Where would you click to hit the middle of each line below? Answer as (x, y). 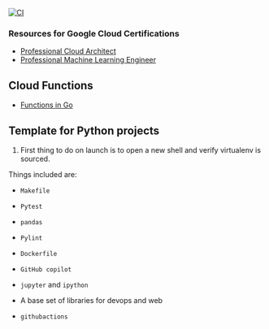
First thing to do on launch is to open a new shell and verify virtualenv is (141, 149)
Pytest (31, 206)
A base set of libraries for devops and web (91, 300)
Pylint (31, 238)
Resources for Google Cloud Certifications (94, 33)
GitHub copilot (46, 269)
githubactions (44, 317)
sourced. (35, 158)
